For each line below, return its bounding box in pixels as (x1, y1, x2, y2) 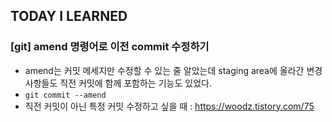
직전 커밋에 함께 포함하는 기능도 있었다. (59, 77, 212, 89)
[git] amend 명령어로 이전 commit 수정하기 (10, 40, 210, 54)
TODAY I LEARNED (10, 8, 128, 25)
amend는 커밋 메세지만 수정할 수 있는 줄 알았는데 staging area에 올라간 (24, 64, 305, 76)
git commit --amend (24, 90, 107, 100)
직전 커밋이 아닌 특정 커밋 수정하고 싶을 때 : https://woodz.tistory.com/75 (24, 100, 315, 112)
